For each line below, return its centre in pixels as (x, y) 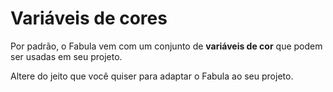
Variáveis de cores (89, 18)
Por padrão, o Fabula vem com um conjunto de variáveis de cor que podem (166, 46)
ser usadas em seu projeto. (66, 56)
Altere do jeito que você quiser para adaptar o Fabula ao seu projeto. (152, 76)
